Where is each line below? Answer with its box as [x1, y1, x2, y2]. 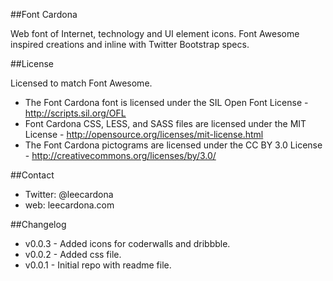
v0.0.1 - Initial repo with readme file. [24, 259, 172, 271]
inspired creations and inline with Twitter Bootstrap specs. [10, 39, 250, 50]
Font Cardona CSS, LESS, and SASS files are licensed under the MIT [24, 118, 307, 129]
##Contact [10, 169, 55, 181]
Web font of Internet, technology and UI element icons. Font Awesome [10, 28, 300, 39]
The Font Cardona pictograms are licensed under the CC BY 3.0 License [24, 139, 323, 151]
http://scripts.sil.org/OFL [24, 107, 127, 119]
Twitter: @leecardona [24, 189, 114, 200]
